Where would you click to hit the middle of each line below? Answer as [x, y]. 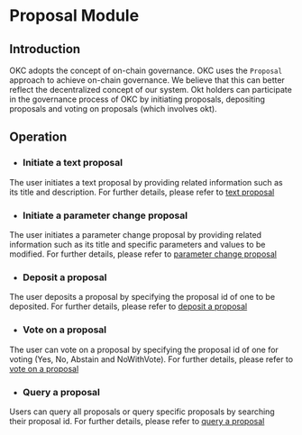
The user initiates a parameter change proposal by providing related [136, 234]
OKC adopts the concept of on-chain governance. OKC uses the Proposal [146, 70]
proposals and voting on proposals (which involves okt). [114, 109]
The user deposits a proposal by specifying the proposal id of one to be [142, 297]
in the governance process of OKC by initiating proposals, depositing [137, 99]
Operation [38, 137]
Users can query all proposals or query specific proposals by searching [142, 412]
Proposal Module [74, 16]
